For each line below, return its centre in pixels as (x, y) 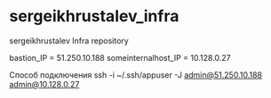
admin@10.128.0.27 (44, 84)
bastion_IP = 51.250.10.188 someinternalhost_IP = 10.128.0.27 (120, 57)
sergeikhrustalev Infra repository (69, 41)
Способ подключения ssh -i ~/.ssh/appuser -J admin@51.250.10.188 (135, 75)
